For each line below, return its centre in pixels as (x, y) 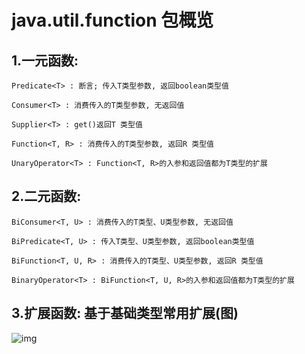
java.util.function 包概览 (112, 20)
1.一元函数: (45, 60)
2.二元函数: (46, 196)
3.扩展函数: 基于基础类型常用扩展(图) (125, 313)
